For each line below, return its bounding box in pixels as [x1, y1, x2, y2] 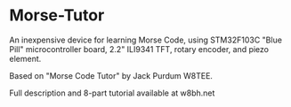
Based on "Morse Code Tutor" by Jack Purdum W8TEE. [9, 70, 214, 80]
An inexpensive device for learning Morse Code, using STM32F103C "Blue [9, 34, 283, 45]
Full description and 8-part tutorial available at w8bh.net [9, 88, 215, 98]
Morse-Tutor [9, 5, 105, 26]
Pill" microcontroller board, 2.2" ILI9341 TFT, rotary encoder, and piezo [9, 43, 270, 54]
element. [9, 53, 42, 64]
